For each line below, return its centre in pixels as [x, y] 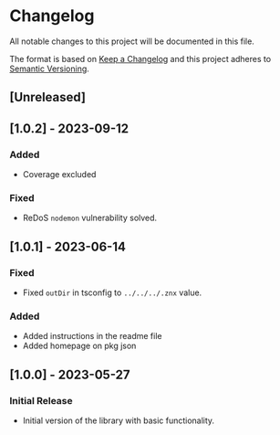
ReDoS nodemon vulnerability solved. [90, 218]
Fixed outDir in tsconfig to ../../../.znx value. [112, 292]
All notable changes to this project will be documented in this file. [132, 41]
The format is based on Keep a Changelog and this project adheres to [140, 58]
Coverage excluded [59, 175]
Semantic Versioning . [49, 69]
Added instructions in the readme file [92, 336]
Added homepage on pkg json [79, 346]
